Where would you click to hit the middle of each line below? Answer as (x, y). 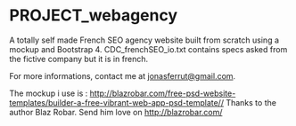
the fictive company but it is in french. (79, 59)
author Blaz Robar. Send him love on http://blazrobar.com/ (116, 112)
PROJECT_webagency (94, 16)
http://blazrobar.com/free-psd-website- (163, 93)
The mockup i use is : (49, 93)
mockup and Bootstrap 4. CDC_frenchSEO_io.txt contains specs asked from (148, 49)
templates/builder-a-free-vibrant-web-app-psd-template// (117, 102)
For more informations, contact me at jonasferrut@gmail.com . (123, 75)
